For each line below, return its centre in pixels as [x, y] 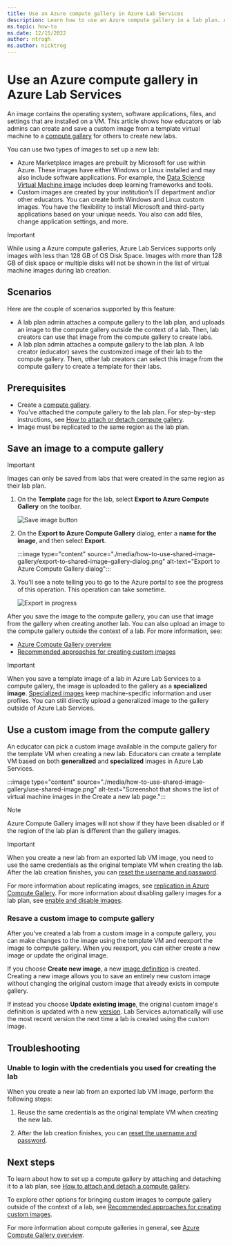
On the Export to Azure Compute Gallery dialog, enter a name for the [117, 533]
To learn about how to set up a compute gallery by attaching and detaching [114, 1179]
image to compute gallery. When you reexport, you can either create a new [114, 948]
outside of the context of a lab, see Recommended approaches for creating [114, 1207]
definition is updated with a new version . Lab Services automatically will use [115, 1011]
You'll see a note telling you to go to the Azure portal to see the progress [120, 583]
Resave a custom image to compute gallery [81, 919]
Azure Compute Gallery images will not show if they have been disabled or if [116, 823]
